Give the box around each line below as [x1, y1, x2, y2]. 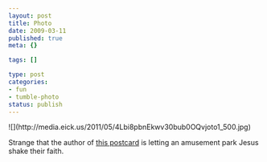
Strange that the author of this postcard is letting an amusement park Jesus [8, 138, 259, 148]
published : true [8, 34, 63, 43]
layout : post [8, 11, 52, 20]
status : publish [8, 100, 63, 108]
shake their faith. [8, 146, 64, 156]
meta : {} [8, 42, 38, 50]
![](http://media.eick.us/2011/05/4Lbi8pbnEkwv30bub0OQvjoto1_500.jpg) [8, 122, 252, 132]
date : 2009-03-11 [8, 26, 67, 34]
